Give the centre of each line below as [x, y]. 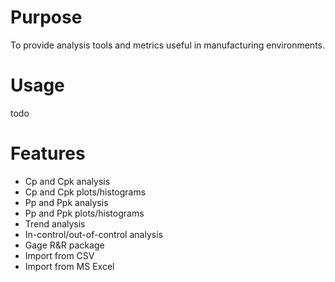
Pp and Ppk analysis [66, 202]
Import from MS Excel [69, 266]
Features [48, 153]
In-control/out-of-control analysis [93, 234]
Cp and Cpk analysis [67, 181]
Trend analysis [55, 223]
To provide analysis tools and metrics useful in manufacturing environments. [168, 45]
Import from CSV [59, 255]
